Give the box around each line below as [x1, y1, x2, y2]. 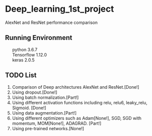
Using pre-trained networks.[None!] [12, 125, 84, 131]
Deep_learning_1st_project [5, 3, 114, 15]
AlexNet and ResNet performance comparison [5, 19, 98, 25]
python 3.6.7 [12, 46, 38, 52]
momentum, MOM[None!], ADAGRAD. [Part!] [12, 120, 101, 126]
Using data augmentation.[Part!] [12, 110, 77, 116]
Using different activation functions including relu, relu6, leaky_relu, [12, 99, 148, 105]
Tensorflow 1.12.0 [12, 52, 47, 58]
